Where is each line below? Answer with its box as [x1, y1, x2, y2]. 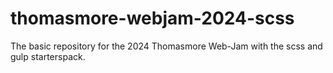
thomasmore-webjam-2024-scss [10, 7, 295, 30]
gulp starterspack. [10, 50, 86, 62]
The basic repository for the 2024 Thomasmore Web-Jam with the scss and [10, 40, 323, 52]
